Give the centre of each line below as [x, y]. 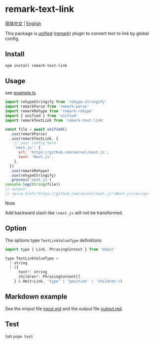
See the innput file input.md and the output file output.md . [64, 308]
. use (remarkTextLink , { [34, 139]
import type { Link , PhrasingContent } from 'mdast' [60, 249]
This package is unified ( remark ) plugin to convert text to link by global [77, 33]
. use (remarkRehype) [30, 171]
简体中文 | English [23, 23]
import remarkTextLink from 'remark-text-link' [55, 120]
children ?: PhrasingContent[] [49, 277]
